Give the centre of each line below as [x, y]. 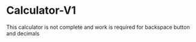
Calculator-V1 [41, 10]
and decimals [23, 33]
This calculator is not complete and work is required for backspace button [98, 27]
